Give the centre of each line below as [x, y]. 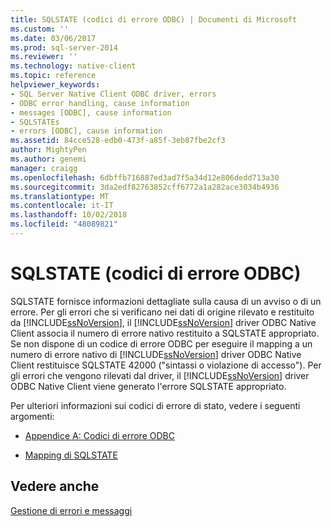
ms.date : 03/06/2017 [53, 38]
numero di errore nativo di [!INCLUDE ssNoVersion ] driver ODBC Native [156, 354]
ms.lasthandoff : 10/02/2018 [69, 215]
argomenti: [32, 416]
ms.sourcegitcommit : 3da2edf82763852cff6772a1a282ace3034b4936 [145, 187]
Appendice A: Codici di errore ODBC [99, 435]
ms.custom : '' [40, 29]
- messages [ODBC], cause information [91, 112]
